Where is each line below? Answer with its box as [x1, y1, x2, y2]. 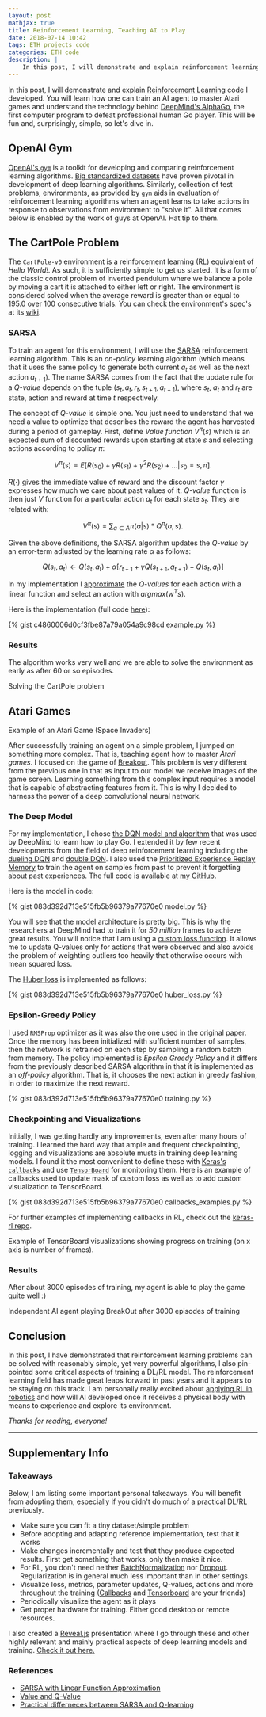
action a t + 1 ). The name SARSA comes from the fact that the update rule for [8, 372, 255, 384]
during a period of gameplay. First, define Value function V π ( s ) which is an [8, 425, 251, 436]
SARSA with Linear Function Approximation [19, 1683, 161, 1692]
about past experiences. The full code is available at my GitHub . [8, 871, 217, 880]
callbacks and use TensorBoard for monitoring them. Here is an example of [8, 1165, 251, 1174]
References [8, 1665, 54, 1676]
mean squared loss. [8, 960, 73, 969]
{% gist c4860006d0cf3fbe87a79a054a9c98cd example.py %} [8, 620, 216, 629]
